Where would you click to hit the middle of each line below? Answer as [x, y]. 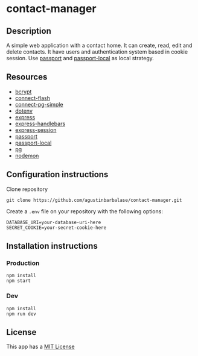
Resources [27, 77]
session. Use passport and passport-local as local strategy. [80, 58]
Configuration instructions [57, 174]
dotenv [24, 111]
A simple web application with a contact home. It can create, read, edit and [99, 45]
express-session [36, 130]
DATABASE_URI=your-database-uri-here [54, 222]
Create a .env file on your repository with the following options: [85, 211]
